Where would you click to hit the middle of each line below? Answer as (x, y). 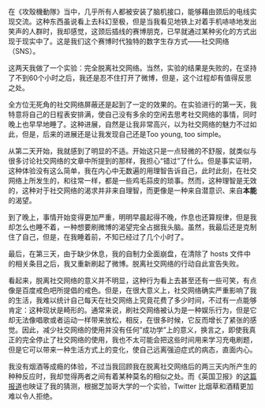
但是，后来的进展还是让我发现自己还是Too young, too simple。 (124, 134)
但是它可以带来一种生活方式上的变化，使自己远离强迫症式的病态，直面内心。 (132, 349)
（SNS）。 (24, 51)
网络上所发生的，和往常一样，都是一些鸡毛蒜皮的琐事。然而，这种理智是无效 (132, 181)
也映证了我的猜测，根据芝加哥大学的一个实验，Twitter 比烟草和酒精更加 (138, 386)
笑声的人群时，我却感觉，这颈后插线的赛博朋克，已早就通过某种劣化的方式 (129, 31)
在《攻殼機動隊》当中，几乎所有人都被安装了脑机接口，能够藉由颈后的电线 (129, 11)
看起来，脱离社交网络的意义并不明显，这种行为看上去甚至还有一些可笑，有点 (132, 280)
